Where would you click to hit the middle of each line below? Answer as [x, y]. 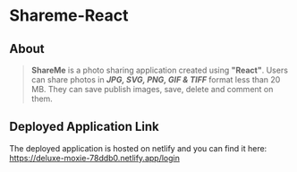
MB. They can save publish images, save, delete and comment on [152, 89]
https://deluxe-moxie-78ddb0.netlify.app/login [95, 158]
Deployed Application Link [84, 127]
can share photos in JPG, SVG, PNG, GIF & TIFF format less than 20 [156, 80]
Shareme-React [69, 16]
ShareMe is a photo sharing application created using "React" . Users [160, 70]
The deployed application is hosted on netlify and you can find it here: [138, 148]
